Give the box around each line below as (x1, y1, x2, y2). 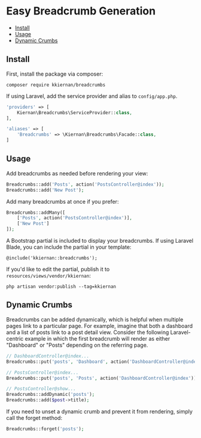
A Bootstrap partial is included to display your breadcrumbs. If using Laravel (6, 237, 193, 245)
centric (6, 335, 24, 342)
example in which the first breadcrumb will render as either (25, 335, 170, 342)
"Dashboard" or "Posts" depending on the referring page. (6, 341, 148, 348)
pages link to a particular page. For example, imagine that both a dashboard (6, 322, 193, 329)
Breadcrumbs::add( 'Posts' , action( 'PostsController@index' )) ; (6, 181, 165, 187)
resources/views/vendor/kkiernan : (6, 272, 91, 279)
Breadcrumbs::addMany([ (6, 209, 66, 216)
